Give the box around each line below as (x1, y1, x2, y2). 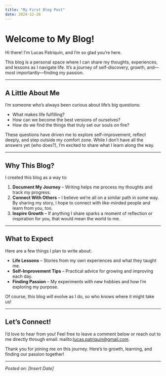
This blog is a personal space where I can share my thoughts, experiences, (5, 59, 158, 65)
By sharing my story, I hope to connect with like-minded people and (12, 200, 151, 206)
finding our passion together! (5, 351, 64, 357)
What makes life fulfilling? (12, 112, 65, 118)
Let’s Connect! (5, 318, 51, 326)
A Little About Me (5, 89, 60, 97)
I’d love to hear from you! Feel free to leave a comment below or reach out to (5, 331, 161, 337)
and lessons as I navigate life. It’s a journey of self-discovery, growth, (5, 64, 146, 70)
